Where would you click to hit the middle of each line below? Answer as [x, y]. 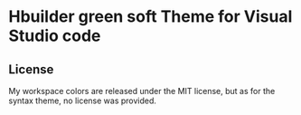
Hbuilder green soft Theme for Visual [150, 17]
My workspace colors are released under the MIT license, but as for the [142, 91]
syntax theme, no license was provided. [83, 101]
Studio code [55, 36]
